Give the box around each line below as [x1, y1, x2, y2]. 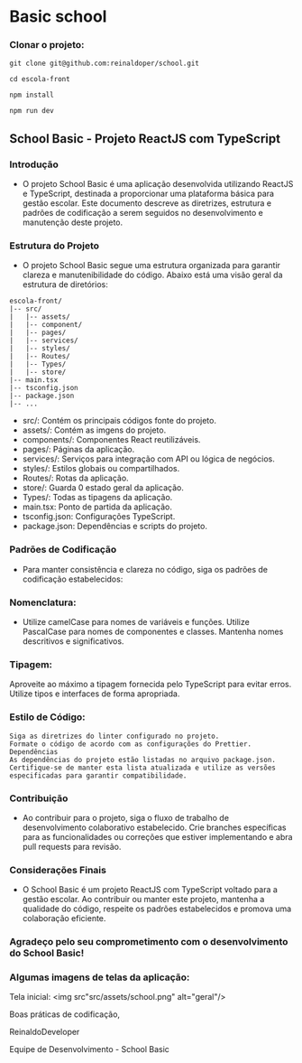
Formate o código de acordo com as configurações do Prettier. [9, 739, 252, 749]
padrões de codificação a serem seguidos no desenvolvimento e [22, 208, 263, 219]
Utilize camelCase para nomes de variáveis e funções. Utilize [22, 617, 250, 628]
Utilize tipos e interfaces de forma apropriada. [9, 688, 180, 699]
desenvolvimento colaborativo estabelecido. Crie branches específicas [22, 822, 287, 833]
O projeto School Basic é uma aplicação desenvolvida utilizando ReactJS [22, 179, 294, 190]
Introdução [9, 158, 59, 171]
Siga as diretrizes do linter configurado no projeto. [9, 732, 220, 741]
